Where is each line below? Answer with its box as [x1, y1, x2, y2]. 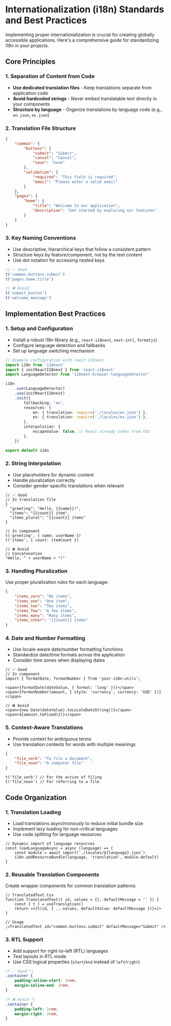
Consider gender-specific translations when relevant [12, 482, 124, 489]
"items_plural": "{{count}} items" [10, 515, 86, 520]
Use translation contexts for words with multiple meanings [12, 741, 136, 747]
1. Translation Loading [5, 809, 61, 816]
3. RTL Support [5, 936, 44, 943]
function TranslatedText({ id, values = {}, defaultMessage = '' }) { [5, 897, 159, 903]
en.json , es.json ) [12, 112, 50, 118]
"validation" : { [24, 170, 58, 175]
